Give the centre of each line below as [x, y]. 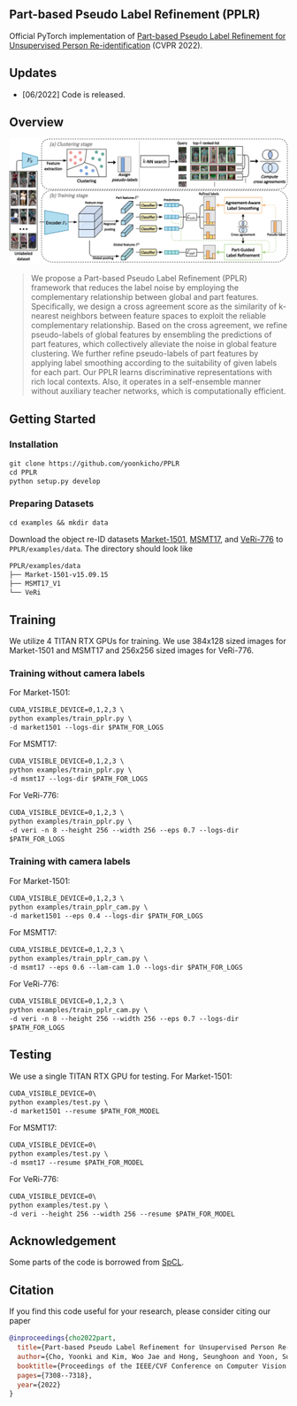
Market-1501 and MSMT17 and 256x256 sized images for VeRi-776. [132, 650]
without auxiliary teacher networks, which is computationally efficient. [158, 391]
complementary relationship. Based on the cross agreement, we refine [159, 326]
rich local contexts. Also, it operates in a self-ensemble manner [146, 382]
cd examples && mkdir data [59, 523]
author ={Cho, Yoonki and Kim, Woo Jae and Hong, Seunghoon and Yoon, [148, 1356]
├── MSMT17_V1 [35, 584]
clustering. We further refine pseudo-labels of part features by [145, 354]
